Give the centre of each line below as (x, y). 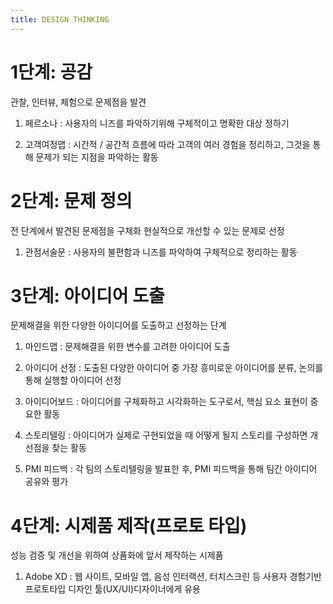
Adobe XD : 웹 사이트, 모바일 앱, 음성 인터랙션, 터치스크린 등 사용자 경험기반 (173, 577)
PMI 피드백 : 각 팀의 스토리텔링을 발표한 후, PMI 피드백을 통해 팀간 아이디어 (171, 469)
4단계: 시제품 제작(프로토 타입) (129, 525)
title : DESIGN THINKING (60, 19)
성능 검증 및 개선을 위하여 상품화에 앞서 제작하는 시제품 (117, 555)
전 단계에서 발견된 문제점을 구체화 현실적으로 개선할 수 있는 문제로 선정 (147, 230)
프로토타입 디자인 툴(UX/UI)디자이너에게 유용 (112, 589)
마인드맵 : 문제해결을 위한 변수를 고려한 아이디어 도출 (127, 347)
